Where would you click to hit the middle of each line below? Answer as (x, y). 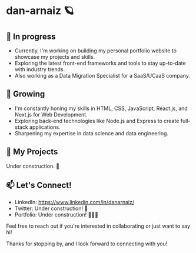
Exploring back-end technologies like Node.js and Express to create (97, 121)
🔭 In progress (31, 36)
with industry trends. (40, 69)
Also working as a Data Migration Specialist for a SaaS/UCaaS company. (102, 76)
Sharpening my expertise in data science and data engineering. (92, 133)
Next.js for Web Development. (51, 114)
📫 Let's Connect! (39, 185)
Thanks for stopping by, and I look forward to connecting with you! (87, 244)
